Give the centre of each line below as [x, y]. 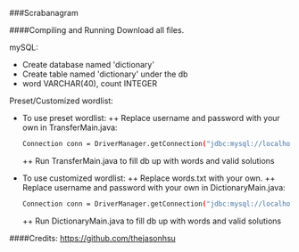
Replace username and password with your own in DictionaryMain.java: [154, 187]
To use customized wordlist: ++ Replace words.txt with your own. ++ [149, 178]
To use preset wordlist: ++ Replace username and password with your [151, 118]
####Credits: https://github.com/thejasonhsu [92, 238]
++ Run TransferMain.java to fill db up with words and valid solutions [148, 160]
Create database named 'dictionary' [88, 65]
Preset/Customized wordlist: [61, 101]
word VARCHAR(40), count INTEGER [90, 83]
